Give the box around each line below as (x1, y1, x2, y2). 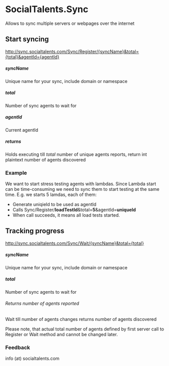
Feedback (5, 344, 30, 351)
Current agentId (5, 127, 38, 133)
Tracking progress (5, 227, 65, 235)
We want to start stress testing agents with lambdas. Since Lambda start (5, 181, 156, 187)
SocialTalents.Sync (5, 4, 89, 15)
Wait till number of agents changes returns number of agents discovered (5, 316, 157, 322)
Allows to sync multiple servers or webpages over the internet (5, 20, 135, 26)
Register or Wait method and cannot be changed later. (5, 331, 118, 337)
